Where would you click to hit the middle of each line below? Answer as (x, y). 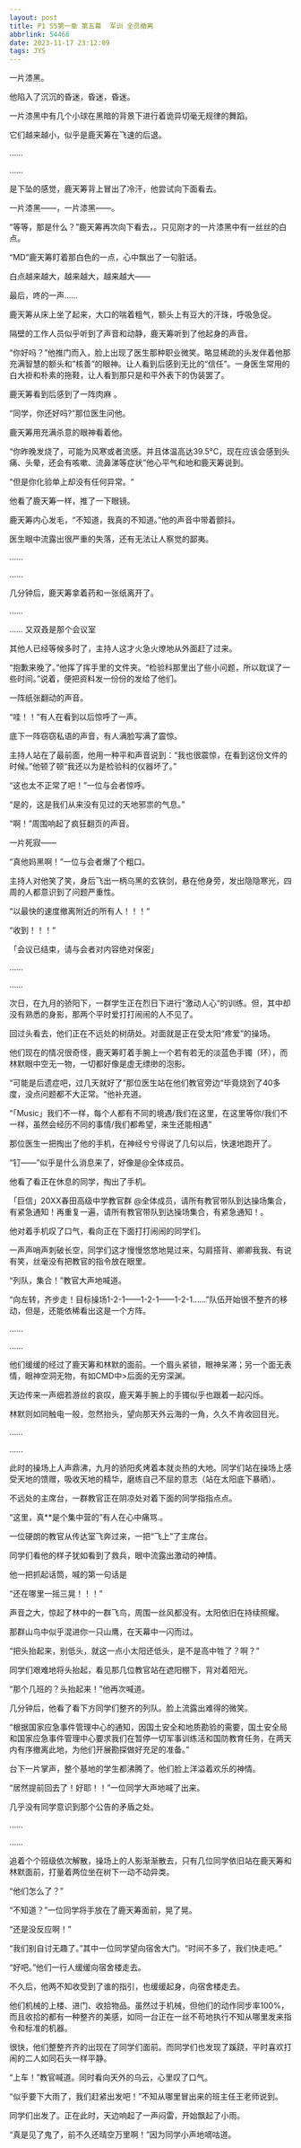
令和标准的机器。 (41, 2028)
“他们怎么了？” (37, 1891)
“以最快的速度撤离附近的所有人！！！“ (80, 911)
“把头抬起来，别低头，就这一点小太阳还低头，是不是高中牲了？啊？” (134, 1651)
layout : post (34, 18)
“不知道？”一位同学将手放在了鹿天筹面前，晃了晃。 (103, 1910)
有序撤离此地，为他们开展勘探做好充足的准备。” (103, 1750)
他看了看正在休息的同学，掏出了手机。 (80, 1182)
